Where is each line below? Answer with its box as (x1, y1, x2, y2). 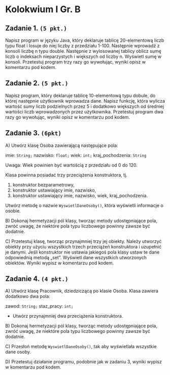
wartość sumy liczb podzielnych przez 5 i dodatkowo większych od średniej (5, 103, 164, 109)
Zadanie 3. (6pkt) (5, 129, 62, 138)
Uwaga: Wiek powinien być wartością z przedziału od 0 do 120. (5, 162, 138, 168)
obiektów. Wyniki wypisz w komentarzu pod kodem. (5, 260, 114, 266)
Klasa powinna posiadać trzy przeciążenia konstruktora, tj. (5, 172, 128, 178)
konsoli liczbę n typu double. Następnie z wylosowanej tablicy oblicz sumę (5, 48, 161, 54)
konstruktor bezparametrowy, (12, 181, 75, 188)
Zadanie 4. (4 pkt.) (5, 274, 69, 283)
